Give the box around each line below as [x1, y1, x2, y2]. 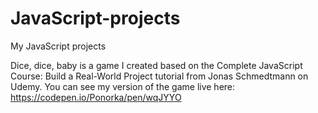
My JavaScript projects [10, 40, 107, 52]
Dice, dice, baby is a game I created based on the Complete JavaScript [10, 59, 303, 71]
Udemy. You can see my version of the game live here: [10, 80, 236, 92]
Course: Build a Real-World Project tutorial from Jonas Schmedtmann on [10, 70, 309, 82]
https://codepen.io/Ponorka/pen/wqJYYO [10, 91, 182, 103]
